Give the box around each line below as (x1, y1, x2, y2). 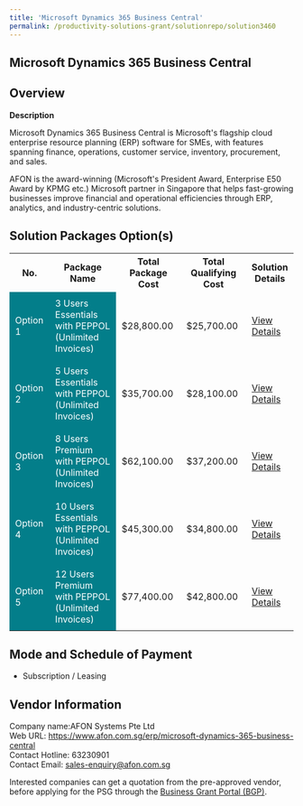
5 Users (55, 365, 88, 377)
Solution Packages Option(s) (9, 228, 174, 244)
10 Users (55, 500, 95, 513)
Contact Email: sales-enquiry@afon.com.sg (9, 759, 171, 770)
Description (9, 109, 55, 120)
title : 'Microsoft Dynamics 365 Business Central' (9, 13, 204, 23)
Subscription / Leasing (22, 671, 106, 681)
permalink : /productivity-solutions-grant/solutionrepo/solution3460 (9, 22, 277, 31)
